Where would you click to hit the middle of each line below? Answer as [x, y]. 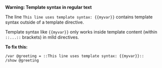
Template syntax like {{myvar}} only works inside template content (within [81, 32]
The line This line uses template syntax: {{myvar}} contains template [79, 17]
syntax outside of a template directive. [44, 22]
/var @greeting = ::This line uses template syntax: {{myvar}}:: [74, 56]
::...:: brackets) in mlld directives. [42, 37]
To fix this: [16, 47]
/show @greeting [22, 60]
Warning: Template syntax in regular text [48, 7]
